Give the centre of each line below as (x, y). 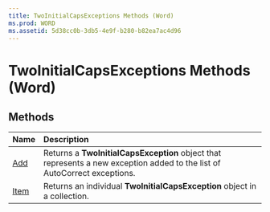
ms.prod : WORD (32, 23)
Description (66, 140)
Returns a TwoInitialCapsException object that (132, 153)
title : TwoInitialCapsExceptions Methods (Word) (91, 16)
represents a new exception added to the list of (132, 163)
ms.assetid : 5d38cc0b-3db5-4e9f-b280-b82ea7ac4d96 (95, 31)
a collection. (66, 196)
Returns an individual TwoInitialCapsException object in (150, 186)
